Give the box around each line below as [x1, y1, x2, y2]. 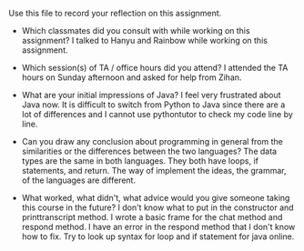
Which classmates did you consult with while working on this [21, 25, 251, 35]
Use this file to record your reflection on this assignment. [8, 8, 222, 18]
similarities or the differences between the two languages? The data [21, 146, 278, 156]
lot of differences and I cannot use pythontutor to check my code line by [21, 109, 293, 119]
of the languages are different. [21, 175, 137, 186]
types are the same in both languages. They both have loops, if [21, 156, 258, 166]
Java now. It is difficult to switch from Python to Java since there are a [21, 99, 286, 110]
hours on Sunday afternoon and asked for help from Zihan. [21, 72, 242, 83]
